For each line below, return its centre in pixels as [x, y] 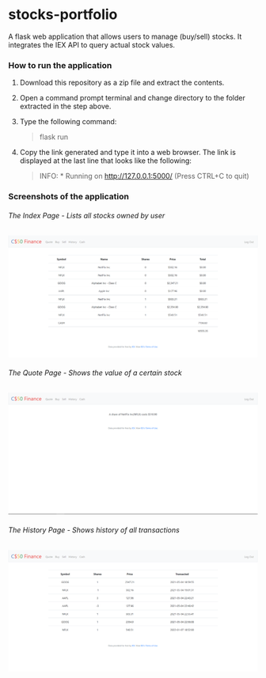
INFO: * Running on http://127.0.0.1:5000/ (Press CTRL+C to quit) [144, 176]
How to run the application [60, 65]
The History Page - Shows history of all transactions [94, 530]
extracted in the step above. [65, 106]
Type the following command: [68, 122]
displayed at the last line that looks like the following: [106, 161]
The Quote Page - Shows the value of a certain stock [95, 373]
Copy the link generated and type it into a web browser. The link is [127, 153]
